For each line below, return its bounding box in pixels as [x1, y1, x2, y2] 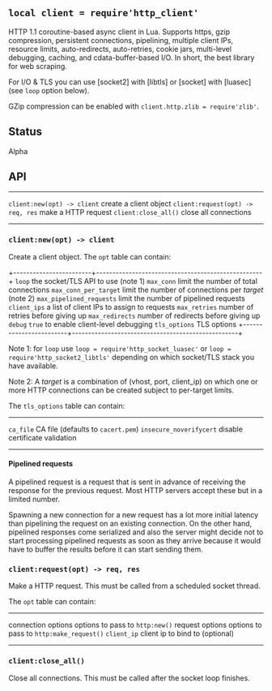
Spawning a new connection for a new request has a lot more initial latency [8, 509, 259, 519]
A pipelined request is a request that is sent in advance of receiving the [8, 477, 246, 487]
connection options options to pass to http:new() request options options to [8, 620, 262, 630]
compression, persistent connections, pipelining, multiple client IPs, [8, 35, 233, 45]
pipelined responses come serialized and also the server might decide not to [8, 527, 264, 537]
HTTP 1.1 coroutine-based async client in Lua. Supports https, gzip [8, 27, 231, 36]
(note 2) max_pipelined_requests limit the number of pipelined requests [8, 293, 245, 303]
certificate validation [8, 432, 77, 442]
